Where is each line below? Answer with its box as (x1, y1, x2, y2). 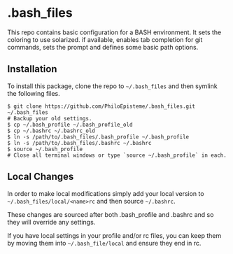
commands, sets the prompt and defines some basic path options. (7, 43, 199, 51)
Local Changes (7, 171, 74, 183)
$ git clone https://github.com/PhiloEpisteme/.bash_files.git (7, 103, 196, 110)
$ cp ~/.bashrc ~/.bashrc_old (7, 127, 96, 134)
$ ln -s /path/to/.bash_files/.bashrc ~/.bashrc (7, 139, 152, 146)
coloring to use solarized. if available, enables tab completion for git (7, 35, 203, 43)
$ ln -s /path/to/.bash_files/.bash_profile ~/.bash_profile (7, 133, 190, 141)
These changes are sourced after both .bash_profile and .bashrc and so (7, 210, 214, 218)
